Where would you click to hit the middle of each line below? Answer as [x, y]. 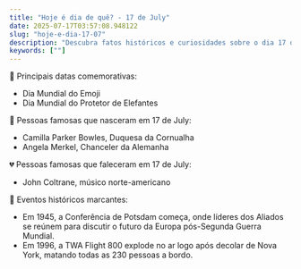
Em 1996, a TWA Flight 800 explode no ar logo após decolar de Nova [150, 246]
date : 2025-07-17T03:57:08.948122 [74, 26]
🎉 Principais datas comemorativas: [73, 76]
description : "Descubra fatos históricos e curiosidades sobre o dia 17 [148, 42]
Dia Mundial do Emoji [61, 94]
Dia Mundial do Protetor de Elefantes [90, 103]
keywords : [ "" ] [38, 51]
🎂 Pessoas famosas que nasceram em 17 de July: [100, 121]
